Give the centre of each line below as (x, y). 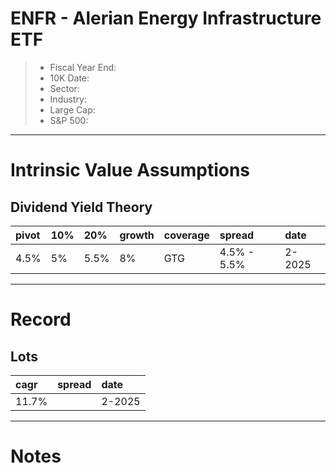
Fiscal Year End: (83, 67)
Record (41, 319)
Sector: (64, 88)
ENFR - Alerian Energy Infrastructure (166, 18)
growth (137, 235)
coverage (186, 235)
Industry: (68, 99)
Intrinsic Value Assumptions (130, 170)
